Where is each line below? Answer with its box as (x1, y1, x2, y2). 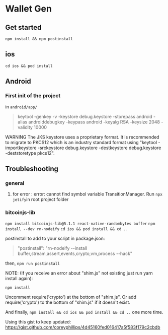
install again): (5, 276, 33, 282)
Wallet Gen (5, 3, 52, 15)
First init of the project (5, 92, 61, 99)
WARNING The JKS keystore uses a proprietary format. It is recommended (5, 134, 159, 140)
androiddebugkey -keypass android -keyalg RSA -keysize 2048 (28, 119, 160, 125)
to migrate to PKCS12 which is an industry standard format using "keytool (5, 139, 157, 145)
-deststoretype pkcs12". (5, 150, 55, 156)
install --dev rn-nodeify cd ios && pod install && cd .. (5, 227, 128, 232)
